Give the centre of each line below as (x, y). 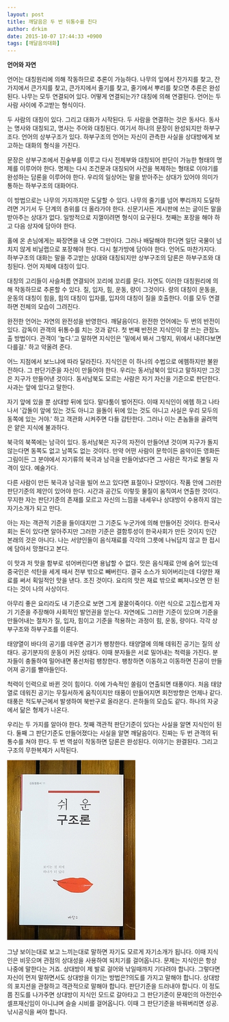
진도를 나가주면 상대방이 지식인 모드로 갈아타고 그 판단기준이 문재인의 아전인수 (118, 995)
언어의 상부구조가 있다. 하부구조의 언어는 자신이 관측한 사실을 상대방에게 (117, 137)
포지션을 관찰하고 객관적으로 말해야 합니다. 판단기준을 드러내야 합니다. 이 (111, 986)
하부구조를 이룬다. (54, 629)
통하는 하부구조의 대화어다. (43, 186)
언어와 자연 (22, 65)
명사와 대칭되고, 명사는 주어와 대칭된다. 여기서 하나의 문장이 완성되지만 (108, 128)
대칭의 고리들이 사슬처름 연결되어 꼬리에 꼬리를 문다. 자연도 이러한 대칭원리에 (109, 281)
